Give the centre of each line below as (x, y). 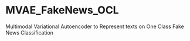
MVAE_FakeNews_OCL (62, 10)
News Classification (30, 32)
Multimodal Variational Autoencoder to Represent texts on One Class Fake (95, 26)
